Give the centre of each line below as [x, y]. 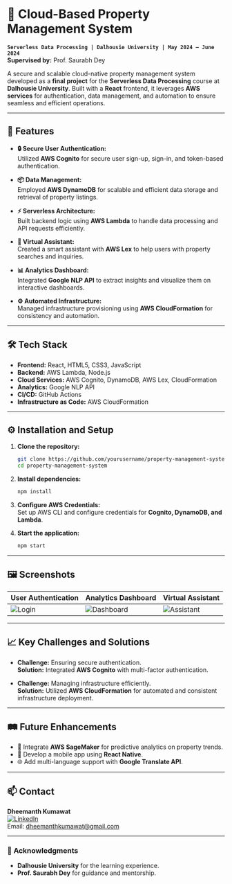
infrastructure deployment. [55, 698]
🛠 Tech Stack [37, 345]
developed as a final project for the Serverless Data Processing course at [113, 81]
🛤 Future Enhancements [62, 727]
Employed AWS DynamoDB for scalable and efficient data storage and [118, 189]
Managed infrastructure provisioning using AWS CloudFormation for [115, 308]
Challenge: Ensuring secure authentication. [79, 662]
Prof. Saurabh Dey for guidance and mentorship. [87, 873]
